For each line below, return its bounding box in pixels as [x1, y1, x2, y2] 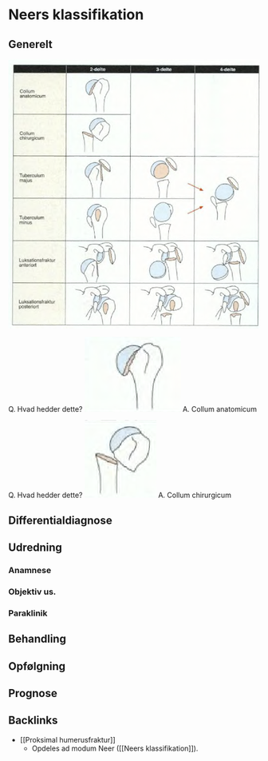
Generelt [8, 38, 53, 51]
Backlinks [8, 714, 58, 727]
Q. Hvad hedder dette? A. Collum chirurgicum [8, 490, 231, 500]
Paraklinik [8, 608, 48, 619]
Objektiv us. [8, 586, 57, 597]
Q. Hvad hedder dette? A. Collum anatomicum [8, 404, 258, 414]
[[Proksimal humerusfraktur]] [19, 735, 116, 744]
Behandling [8, 632, 66, 646]
